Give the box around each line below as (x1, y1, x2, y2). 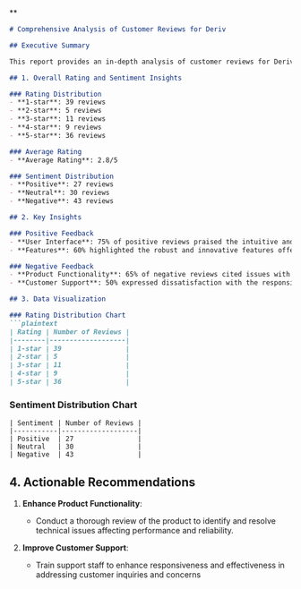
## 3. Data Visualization (9, 294, 106, 303)
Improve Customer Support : (21, 542, 129, 553)
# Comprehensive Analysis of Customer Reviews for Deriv (9, 25, 227, 34)
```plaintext (9, 319, 58, 328)
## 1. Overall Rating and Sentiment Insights (9, 73, 182, 82)
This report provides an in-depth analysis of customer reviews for (9, 57, 271, 66)
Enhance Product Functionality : (21, 498, 142, 508)
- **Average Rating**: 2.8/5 (9, 156, 118, 165)
